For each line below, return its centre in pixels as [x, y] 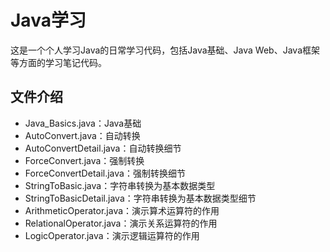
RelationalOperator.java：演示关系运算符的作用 [121, 223]
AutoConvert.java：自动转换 [82, 135]
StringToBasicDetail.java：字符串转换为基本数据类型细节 [140, 198]
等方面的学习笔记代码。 [58, 62]
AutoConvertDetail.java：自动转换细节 [103, 148]
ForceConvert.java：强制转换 [84, 160]
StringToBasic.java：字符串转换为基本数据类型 [120, 185]
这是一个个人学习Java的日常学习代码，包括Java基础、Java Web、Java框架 [165, 50]
